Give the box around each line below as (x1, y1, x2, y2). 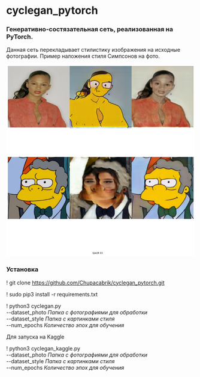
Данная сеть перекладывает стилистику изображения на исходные (6, 46, 181, 54)
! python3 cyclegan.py (6, 302, 62, 310)
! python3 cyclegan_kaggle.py (6, 345, 81, 352)
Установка (6, 265, 39, 274)
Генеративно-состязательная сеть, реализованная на (6, 25, 174, 34)
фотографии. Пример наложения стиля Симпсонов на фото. (6, 52, 160, 60)
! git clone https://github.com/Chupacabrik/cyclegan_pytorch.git (6, 279, 165, 286)
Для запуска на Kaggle (6, 333, 65, 340)
